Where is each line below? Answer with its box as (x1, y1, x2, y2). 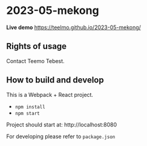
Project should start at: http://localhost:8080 (6, 121, 117, 128)
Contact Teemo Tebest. (6, 57, 65, 64)
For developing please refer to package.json (6, 133, 116, 140)
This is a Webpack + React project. (6, 91, 94, 98)
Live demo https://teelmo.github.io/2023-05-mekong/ (6, 24, 141, 31)
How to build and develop (6, 75, 104, 85)
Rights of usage (6, 41, 67, 51)
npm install (15, 104, 45, 110)
